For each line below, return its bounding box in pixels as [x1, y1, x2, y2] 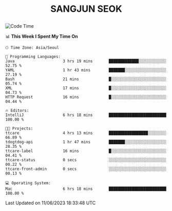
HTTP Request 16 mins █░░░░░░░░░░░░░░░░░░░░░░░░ [5, 94, 167, 100]
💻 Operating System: [5, 181, 51, 186]
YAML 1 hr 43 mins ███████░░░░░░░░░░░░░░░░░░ [5, 68, 167, 73]
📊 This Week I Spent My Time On [5, 33, 78, 40]
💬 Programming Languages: [5, 54, 61, 60]
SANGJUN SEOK [50, 3, 122, 15]
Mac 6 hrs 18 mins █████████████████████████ [5, 186, 167, 191]
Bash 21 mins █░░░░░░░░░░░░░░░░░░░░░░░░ [5, 76, 167, 82]
